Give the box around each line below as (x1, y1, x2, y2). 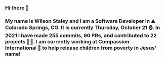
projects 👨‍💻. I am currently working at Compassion (5, 38, 129, 45)
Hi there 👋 (5, 4, 30, 11)
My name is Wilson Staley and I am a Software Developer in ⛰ (5, 17, 156, 24)
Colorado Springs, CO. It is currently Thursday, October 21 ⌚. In (5, 24, 160, 31)
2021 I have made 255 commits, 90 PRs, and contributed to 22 (5, 32, 157, 39)
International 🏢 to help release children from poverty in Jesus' (5, 44, 157, 51)
